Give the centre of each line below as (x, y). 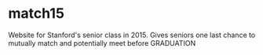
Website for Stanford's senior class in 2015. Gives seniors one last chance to (132, 35)
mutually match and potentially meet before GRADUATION (102, 43)
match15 (37, 14)
